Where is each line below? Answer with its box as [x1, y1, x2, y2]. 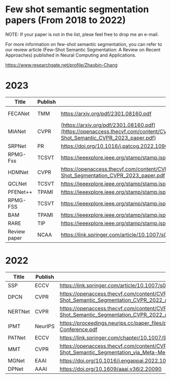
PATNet [8, 334, 26, 341]
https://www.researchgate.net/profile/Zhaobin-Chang [5, 62, 118, 68]
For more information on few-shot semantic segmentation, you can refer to [5, 41, 162, 47]
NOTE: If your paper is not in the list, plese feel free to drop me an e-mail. [5, 31, 159, 37]
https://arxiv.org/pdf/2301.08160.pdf [61, 110, 152, 117]
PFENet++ [8, 188, 33, 195]
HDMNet [8, 168, 29, 175]
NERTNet [8, 308, 30, 315]
